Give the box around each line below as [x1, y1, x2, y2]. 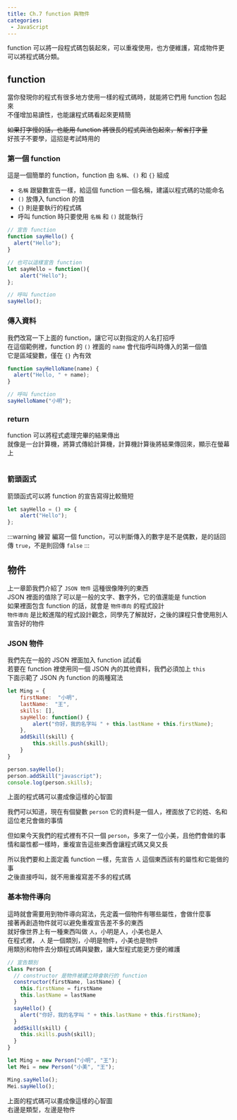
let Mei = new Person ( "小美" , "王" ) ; [7, 1063, 115, 1071]
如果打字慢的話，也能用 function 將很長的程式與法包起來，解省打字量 [7, 126, 208, 134]
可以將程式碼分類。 [7, 52, 63, 61]
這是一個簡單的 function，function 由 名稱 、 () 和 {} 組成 [7, 171, 169, 180]
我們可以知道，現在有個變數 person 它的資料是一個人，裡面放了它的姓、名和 [7, 808, 228, 816]
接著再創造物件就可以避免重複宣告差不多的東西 [7, 918, 143, 927]
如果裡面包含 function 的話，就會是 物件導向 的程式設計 [7, 601, 164, 610]
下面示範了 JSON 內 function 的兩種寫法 [7, 674, 123, 682]
